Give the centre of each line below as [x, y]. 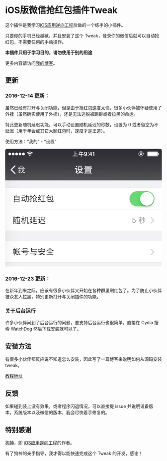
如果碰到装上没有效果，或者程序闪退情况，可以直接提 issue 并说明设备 [77, 406]
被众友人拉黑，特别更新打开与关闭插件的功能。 [53, 297]
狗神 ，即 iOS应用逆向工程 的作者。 [40, 443]
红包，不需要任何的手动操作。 [36, 42]
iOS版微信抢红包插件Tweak [61, 10]
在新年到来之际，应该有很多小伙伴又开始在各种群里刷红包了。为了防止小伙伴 [83, 291]
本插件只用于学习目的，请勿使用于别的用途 [49, 52]
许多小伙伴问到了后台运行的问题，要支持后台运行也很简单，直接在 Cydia [79, 323]
